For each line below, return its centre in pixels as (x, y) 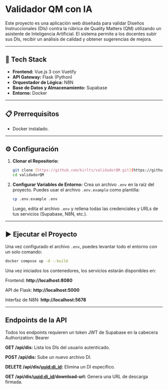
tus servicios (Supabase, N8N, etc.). (50, 214)
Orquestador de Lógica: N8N (43, 82)
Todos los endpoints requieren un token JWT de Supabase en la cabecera (82, 332)
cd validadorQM (28, 175)
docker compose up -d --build (37, 261)
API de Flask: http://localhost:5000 (42, 290)
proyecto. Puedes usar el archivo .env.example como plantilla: (76, 190)
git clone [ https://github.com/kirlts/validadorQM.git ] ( (73, 170)
